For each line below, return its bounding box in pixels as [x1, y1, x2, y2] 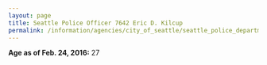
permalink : [8, 26, 44, 34]
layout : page [8, 11, 52, 20]
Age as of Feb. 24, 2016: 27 [8, 48, 100, 58]
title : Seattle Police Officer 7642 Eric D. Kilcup [8, 19, 183, 27]
